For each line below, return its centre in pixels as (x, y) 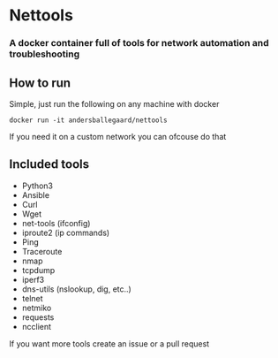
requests (38, 317)
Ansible (36, 194)
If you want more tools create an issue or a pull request (109, 343)
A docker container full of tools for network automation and (139, 43)
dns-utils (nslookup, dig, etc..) (77, 289)
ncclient (36, 326)
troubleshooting (45, 54)
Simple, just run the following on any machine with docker (114, 103)
